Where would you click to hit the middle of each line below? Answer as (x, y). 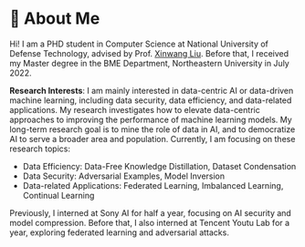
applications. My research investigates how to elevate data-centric (135, 109)
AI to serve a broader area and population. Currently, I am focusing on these (152, 139)
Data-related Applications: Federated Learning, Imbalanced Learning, (153, 185)
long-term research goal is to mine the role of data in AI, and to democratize (152, 129)
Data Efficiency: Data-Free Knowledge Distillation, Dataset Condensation (159, 166)
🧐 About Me (55, 19)
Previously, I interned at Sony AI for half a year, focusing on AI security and (151, 212)
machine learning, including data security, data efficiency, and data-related (151, 100)
